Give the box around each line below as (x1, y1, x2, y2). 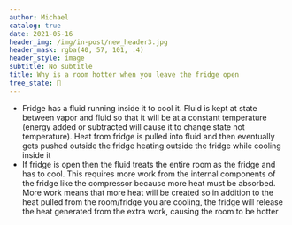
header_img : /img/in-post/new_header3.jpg (9, 37, 168, 47)
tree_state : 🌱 (9, 79, 62, 87)
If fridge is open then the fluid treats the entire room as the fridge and (21, 159, 276, 169)
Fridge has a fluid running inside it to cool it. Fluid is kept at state (21, 102, 257, 113)
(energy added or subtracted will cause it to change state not (21, 121, 245, 132)
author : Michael (9, 12, 69, 22)
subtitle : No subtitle (9, 63, 93, 71)
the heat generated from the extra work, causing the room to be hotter (21, 206, 279, 216)
